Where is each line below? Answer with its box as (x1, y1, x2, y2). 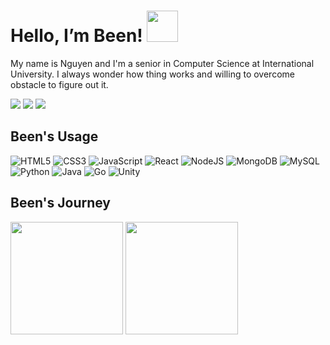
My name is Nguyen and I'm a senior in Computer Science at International (10, 57, 315, 69)
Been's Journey (10, 195, 112, 212)
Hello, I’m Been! (10, 25, 143, 47)
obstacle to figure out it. (10, 78, 109, 90)
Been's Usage (10, 128, 99, 145)
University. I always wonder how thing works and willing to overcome (10, 68, 295, 80)
